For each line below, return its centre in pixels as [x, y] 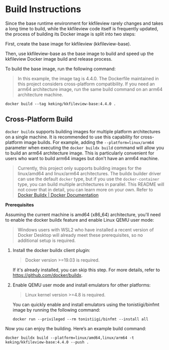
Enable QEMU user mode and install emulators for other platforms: [81, 285]
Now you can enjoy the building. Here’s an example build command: [76, 328]
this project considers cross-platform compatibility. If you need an [86, 84]
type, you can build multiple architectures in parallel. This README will [91, 184]
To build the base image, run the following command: [61, 69]
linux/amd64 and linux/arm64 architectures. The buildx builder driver [89, 173]
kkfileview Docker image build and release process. [59, 59]
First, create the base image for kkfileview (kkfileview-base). [68, 43]
